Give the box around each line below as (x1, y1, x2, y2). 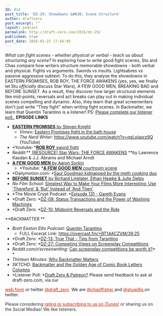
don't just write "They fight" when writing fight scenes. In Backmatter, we (5, 104, 152, 110)
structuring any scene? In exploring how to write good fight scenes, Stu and (5, 57, 157, 63)
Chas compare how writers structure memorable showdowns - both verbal (5, 62, 155, 68)
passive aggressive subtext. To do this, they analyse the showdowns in (5, 73, 147, 78)
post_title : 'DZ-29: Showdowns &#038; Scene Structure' (5, 12, 121, 17)
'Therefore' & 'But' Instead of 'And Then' (12, 186, 93, 191)
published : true (5, 35, 38, 39)
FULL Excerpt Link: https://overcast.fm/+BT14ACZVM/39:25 (19, 230, 140, 236)
